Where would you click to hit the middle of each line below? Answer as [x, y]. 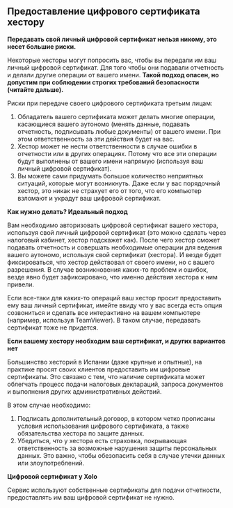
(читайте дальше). [35, 89]
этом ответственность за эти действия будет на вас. [96, 139]
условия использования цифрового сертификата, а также [103, 426]
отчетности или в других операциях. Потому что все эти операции [117, 153]
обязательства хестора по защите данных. [81, 433]
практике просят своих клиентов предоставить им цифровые [99, 369]
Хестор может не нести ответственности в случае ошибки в [107, 146]
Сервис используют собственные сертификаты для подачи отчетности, [114, 490]
